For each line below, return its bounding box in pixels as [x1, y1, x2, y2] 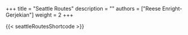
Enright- [162, 5, 183, 12]
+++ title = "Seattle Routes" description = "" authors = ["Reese [5, 5, 161, 12]
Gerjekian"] [5, 11, 34, 18]
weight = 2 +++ [35, 11, 74, 18]
